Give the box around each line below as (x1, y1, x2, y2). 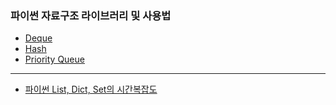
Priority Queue (24, 53, 85, 66)
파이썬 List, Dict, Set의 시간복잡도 (24, 83, 158, 96)
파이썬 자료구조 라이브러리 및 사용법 (10, 8, 172, 22)
